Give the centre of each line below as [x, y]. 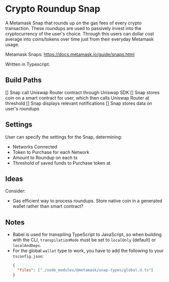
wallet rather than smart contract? [48, 206]
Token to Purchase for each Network [51, 152]
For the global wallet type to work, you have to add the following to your [88, 251]
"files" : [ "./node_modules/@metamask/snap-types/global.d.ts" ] [85, 270]
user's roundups [22, 108]
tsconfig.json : [28, 256]
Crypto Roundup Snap [53, 9]
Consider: [15, 191]
